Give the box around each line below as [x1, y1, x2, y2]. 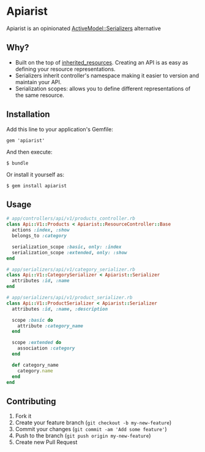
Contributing [6, 396, 56, 407]
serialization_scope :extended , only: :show [12, 249, 127, 255]
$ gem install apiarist [6, 182, 67, 189]
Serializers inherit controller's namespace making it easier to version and [15, 72, 199, 79]
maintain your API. [15, 78, 62, 85]
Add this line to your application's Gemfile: [6, 125, 113, 133]
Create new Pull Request [15, 438, 78, 446]
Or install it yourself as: [6, 171, 64, 178]
